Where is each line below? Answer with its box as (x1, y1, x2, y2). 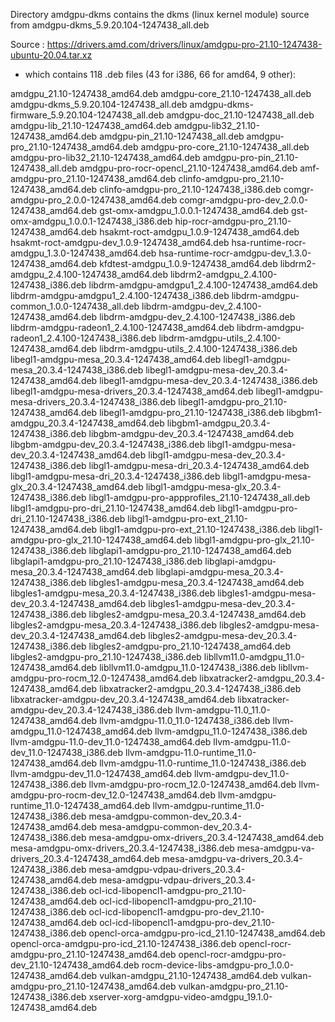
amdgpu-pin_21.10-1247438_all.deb (99, 130, 245, 142)
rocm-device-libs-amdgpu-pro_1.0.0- (141, 959, 295, 971)
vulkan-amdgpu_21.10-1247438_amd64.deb (99, 970, 279, 981)
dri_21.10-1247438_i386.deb (10, 513, 126, 524)
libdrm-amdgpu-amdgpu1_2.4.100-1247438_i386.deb (10, 290, 230, 301)
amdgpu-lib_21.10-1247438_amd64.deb (10, 120, 172, 131)
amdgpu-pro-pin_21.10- (202, 152, 299, 163)
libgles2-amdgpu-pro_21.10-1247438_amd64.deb (88, 640, 292, 652)
